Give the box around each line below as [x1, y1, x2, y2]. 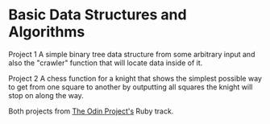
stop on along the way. [8, 90, 85, 100]
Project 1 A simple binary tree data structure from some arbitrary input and [8, 49, 255, 59]
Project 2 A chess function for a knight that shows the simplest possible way [8, 73, 262, 83]
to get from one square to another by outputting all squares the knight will [8, 82, 253, 92]
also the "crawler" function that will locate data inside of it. [8, 58, 203, 68]
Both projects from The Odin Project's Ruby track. [8, 106, 174, 116]
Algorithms [8, 23, 85, 41]
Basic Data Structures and [8, 6, 187, 24]
